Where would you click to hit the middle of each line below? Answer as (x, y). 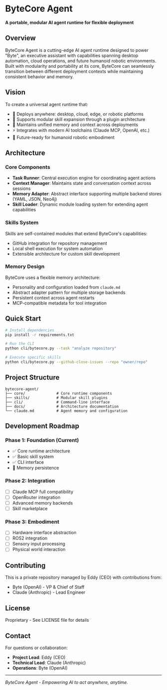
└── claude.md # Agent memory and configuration (66, 411)
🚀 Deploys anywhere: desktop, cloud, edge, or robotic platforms (78, 114)
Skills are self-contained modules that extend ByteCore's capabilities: (76, 233)
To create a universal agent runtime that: (47, 104)
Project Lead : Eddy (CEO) (39, 657)
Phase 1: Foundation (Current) (42, 440)
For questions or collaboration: (37, 648)
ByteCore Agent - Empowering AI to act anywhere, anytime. (67, 682)
